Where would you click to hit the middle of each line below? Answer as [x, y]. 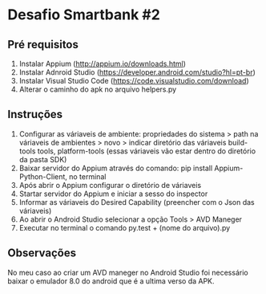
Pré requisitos [43, 45]
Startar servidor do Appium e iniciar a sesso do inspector [113, 194]
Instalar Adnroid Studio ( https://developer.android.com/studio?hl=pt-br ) [137, 72]
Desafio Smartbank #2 [84, 15]
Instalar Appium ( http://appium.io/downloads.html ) [102, 63]
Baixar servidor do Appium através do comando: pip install [116, 168]
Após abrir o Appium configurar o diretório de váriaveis [110, 185]
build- [238, 142]
